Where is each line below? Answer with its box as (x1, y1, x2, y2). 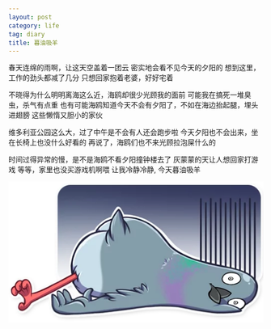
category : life (8, 21, 60, 30)
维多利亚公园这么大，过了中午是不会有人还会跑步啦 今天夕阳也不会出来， (8, 128, 252, 137)
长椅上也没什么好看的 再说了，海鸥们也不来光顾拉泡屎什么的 (15, 137, 216, 147)
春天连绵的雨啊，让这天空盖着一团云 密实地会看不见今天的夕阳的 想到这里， (8, 63, 260, 73)
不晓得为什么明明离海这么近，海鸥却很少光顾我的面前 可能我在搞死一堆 (8, 90, 244, 100)
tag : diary (8, 30, 45, 38)
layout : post (8, 13, 53, 21)
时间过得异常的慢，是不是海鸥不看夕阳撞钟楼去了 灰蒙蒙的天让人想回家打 (8, 154, 252, 165)
